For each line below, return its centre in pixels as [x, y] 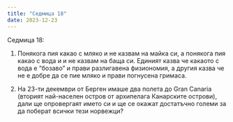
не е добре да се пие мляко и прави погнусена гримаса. [102, 75]
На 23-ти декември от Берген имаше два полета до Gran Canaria [114, 89]
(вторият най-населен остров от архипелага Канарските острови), [117, 96]
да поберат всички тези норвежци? [70, 111]
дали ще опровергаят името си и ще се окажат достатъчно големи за [122, 103]
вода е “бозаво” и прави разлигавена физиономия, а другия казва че [121, 68]
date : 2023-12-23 [32, 20]
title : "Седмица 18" [37, 14]
